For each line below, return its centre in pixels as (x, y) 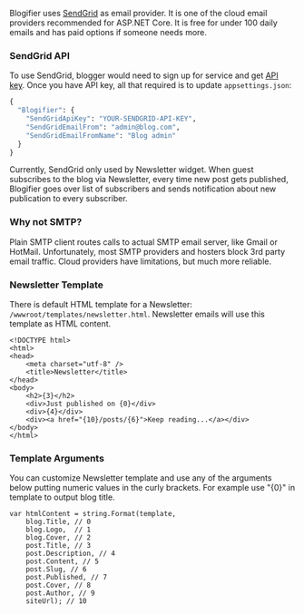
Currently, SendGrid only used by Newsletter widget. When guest (132, 170)
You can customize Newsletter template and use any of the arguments (141, 478)
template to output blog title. (62, 497)
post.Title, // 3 (59, 546)
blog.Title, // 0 (59, 522)
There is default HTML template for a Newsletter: (101, 305)
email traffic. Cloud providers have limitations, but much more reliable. (141, 261)
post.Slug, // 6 (57, 570)
